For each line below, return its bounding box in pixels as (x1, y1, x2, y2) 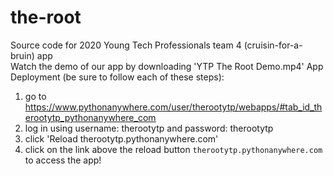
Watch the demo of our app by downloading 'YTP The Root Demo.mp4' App (10, 60, 324, 72)
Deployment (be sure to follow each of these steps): (10, 71, 225, 83)
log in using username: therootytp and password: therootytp (24, 122, 274, 134)
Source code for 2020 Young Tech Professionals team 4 (10, 39, 242, 51)
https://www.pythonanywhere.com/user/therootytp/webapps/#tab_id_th (24, 101, 323, 113)
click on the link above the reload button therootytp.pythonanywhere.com (24, 143, 323, 155)
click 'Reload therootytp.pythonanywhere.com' (24, 132, 219, 145)
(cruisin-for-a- (243, 39, 303, 51)
